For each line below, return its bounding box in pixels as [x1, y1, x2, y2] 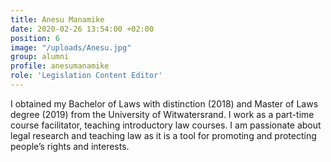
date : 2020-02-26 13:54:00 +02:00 [10, 24, 155, 34]
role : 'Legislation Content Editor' [10, 71, 163, 81]
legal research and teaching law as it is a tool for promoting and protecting [10, 129, 317, 141]
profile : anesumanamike [10, 61, 110, 71]
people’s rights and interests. [10, 140, 130, 152]
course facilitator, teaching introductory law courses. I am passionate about [10, 119, 322, 131]
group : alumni [10, 52, 70, 62]
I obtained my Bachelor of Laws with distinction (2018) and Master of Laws [10, 97, 319, 110]
